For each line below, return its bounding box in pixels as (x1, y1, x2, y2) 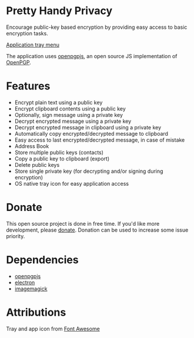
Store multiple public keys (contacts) (14, 149, 104, 156)
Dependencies (6, 253, 79, 266)
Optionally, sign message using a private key (14, 111, 123, 118)
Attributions (6, 306, 66, 319)
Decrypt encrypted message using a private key (14, 118, 132, 125)
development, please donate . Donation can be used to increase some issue (6, 226, 189, 233)
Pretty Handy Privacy (6, 4, 113, 18)
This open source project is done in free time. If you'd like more (6, 220, 160, 227)
